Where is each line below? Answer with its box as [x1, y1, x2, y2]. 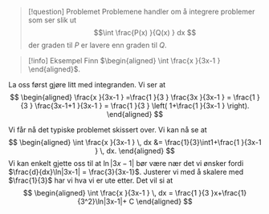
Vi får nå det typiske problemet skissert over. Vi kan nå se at [8, 125, 207, 135]
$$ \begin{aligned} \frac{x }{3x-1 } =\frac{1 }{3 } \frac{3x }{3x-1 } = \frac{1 [9, 92, 255, 102]
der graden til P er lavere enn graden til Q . [27, 40, 167, 50]
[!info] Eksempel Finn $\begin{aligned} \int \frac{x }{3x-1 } [27, 56, 221, 65]
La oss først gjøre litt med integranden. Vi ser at [8, 80, 166, 89]
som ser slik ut [27, 15, 77, 25]
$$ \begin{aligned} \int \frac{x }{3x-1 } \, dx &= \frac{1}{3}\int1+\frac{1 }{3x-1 [8, 138, 262, 147]
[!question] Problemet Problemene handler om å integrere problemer [27, 7, 255, 16]
